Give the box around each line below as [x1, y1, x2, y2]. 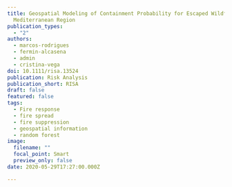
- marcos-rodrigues [13, 42, 70, 49]
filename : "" [13, 144, 51, 151]
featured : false [7, 93, 54, 100]
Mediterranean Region [13, 16, 76, 23]
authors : [7, 36, 32, 43]
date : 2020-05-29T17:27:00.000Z [7, 163, 100, 170]
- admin [13, 55, 36, 62]
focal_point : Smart [13, 151, 70, 158]
